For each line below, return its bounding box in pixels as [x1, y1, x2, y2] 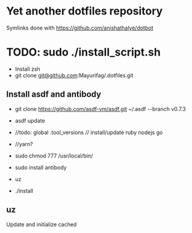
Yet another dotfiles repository [6, 4, 163, 18]
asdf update [14, 116, 45, 124]
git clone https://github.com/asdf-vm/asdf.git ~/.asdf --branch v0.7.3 [14, 105, 186, 112]
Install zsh [14, 65, 40, 72]
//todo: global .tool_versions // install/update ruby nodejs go [14, 129, 163, 136]
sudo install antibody [14, 164, 67, 171]
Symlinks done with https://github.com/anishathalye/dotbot [6, 24, 153, 31]
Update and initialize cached [6, 220, 77, 228]
